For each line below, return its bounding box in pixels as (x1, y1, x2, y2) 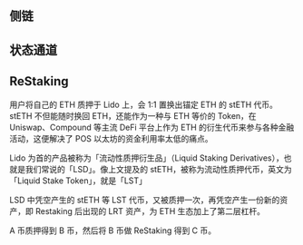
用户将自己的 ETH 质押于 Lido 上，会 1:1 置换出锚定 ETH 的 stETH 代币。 (9, 99, 279, 110)
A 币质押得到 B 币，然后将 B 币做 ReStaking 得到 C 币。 (9, 225, 217, 236)
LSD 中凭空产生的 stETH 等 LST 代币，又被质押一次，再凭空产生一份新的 (9, 194, 280, 205)
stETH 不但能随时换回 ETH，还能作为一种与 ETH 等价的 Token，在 (9, 110, 257, 121)
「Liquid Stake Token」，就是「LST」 (9, 175, 148, 186)
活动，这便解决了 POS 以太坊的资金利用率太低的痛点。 (9, 132, 213, 143)
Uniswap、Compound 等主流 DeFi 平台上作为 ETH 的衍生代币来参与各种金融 (9, 122, 295, 132)
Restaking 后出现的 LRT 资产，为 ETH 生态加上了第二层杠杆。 (34, 205, 266, 216)
